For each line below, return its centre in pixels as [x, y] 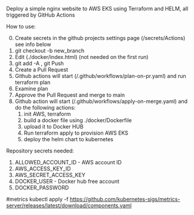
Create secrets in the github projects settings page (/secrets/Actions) [100, 38]
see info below [33, 44]
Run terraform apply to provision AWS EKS [76, 133]
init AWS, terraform [47, 114]
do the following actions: [45, 107]
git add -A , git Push [39, 63]
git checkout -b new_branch [50, 51]
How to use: [21, 27]
